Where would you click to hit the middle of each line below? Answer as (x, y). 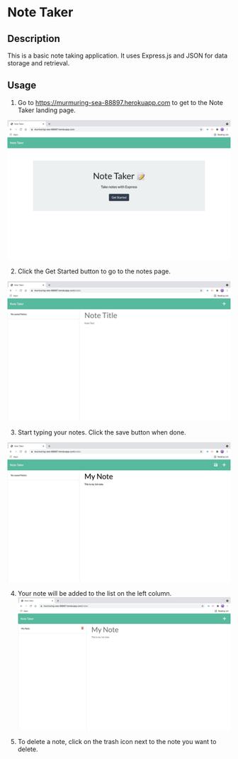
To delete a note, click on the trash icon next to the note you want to (117, 741)
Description (34, 39)
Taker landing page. (47, 110)
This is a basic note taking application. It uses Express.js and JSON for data (118, 55)
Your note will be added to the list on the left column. (95, 593)
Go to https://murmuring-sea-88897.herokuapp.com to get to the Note (120, 102)
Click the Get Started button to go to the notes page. (94, 271)
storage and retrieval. (39, 63)
